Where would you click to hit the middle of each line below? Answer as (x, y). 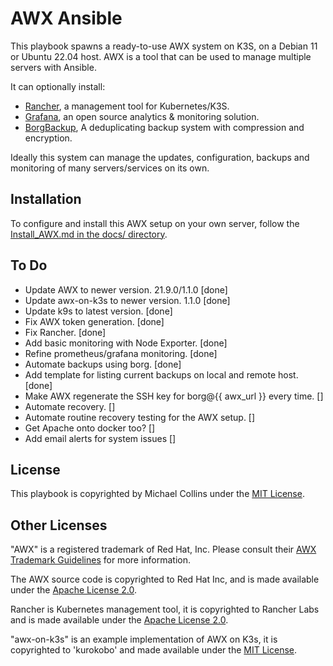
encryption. (48, 138)
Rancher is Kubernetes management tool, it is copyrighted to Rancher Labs (165, 609)
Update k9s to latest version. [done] (98, 311)
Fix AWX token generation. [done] (94, 321)
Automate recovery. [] (70, 406)
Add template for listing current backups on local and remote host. (161, 374)
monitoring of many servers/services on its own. (110, 168)
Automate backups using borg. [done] (103, 364)
